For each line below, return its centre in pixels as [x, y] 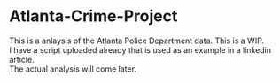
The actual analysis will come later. [73, 69]
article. [22, 59]
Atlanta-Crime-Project [93, 16]
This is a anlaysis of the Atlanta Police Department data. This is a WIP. [136, 41]
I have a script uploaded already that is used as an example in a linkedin [140, 49]
